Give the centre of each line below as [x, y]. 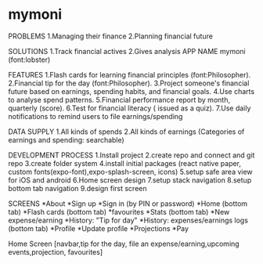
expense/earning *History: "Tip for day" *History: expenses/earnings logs [128, 220]
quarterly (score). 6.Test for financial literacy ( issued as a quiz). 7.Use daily [130, 108]
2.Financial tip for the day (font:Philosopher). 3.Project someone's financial [129, 83]
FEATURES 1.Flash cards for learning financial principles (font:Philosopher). [130, 74]
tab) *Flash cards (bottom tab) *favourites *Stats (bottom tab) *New [119, 212]
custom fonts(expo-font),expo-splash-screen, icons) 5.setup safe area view [130, 172]
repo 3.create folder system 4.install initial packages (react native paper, [124, 163]
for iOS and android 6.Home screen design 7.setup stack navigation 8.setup [130, 180]
